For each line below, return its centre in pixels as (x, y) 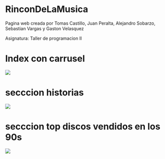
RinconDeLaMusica (47, 9)
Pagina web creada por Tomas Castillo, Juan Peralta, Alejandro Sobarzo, (80, 23)
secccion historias (45, 93)
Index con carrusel (45, 59)
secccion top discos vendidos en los (83, 126)
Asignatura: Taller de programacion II (44, 38)
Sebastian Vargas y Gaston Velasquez (45, 28)
